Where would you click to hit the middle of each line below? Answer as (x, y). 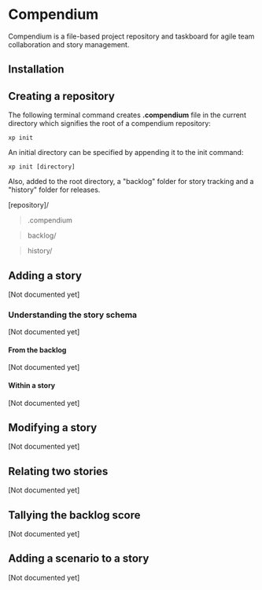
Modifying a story (53, 428)
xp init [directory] (42, 167)
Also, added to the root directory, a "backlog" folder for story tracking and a (131, 182)
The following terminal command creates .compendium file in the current (127, 115)
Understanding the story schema (73, 315)
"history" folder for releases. (54, 190)
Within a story (32, 385)
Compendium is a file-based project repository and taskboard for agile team (131, 36)
